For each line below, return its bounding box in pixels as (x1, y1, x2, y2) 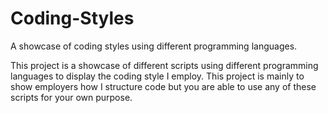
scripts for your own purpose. (10, 91, 133, 103)
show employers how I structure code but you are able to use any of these (10, 80, 317, 92)
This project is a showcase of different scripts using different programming (10, 59, 319, 71)
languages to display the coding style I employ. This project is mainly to (10, 70, 305, 82)
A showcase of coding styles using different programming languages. (10, 40, 298, 52)
